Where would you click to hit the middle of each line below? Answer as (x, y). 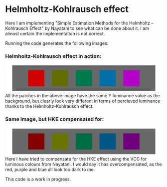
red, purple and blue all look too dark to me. (50, 169)
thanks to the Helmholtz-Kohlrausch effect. (49, 106)
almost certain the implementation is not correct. (55, 33)
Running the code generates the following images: (57, 43)
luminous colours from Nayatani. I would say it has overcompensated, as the (83, 164)
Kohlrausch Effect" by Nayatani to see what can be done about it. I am (77, 28)
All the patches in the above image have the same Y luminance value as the (83, 96)
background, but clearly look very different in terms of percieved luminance (83, 101)
